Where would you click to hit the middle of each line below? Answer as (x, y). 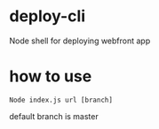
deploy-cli (48, 16)
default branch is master (54, 116)
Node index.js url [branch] (61, 100)
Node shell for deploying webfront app (80, 41)
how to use (51, 76)
